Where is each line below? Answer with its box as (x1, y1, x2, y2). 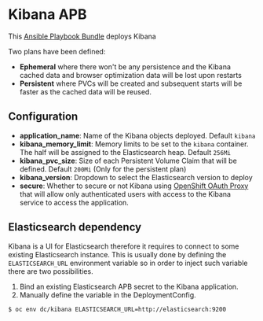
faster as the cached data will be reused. (19, 87, 152, 96)
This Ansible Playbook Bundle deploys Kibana (8, 31, 157, 41)
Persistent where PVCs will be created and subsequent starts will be (19, 79, 243, 88)
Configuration (8, 110, 79, 124)
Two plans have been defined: (8, 46, 106, 56)
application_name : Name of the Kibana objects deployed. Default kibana (19, 131, 256, 140)
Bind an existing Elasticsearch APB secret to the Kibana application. (19, 282, 239, 291)
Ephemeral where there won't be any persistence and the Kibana (19, 61, 232, 72)
